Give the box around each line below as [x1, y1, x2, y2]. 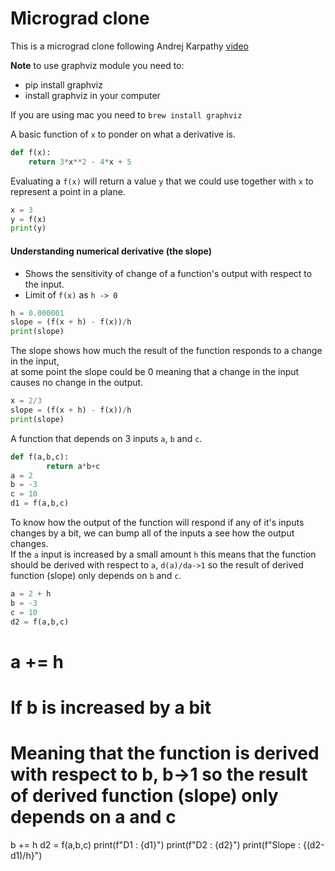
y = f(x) [10, 214, 47, 224]
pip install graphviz [24, 78, 103, 91]
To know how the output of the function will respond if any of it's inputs [10, 517, 305, 529]
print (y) [10, 223, 47, 234]
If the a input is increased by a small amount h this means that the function [10, 548, 317, 561]
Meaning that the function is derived [10, 742, 320, 765]
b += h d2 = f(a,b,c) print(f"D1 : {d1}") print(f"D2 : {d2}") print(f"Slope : [10, 838, 301, 851]
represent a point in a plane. [10, 185, 126, 197]
